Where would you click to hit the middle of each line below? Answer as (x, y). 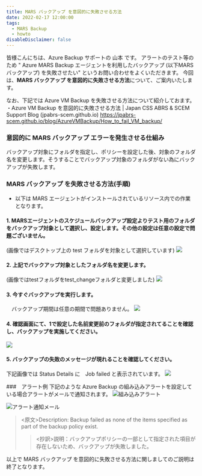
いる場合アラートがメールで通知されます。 (59, 394)
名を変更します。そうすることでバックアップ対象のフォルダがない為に (93, 159)
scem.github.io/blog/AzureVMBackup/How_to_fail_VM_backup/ (84, 121)
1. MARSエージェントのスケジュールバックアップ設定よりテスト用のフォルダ (101, 221)
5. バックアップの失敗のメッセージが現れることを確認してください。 (91, 359)
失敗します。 (43, 167)
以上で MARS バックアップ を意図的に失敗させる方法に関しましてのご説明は (100, 459)
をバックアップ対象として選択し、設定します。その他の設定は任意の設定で (98, 228)
